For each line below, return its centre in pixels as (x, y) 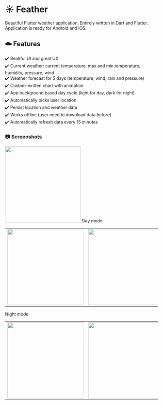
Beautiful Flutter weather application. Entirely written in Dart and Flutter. (77, 23)
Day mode (92, 221)
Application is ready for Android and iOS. (46, 28)
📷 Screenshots (24, 137)
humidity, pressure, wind (30, 72)
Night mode (17, 314)
